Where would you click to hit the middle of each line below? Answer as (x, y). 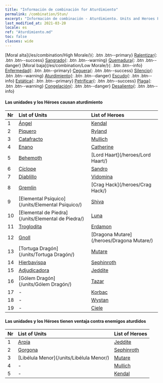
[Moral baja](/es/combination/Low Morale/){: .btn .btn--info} (82, 65)
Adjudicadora (34, 270)
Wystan (100, 300)
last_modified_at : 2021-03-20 (36, 23)
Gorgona (28, 350)
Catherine (103, 147)
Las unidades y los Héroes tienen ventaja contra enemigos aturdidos (76, 321)
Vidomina (102, 176)
